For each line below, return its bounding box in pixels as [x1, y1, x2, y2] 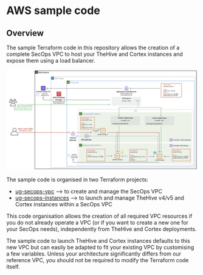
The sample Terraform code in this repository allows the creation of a [6, 44, 180, 51]
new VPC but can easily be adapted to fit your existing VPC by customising [6, 243, 194, 251]
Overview [6, 28, 44, 38]
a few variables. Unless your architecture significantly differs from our [6, 250, 181, 257]
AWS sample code [6, 4, 100, 18]
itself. [6, 263, 20, 270]
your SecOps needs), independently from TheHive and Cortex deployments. [6, 225, 197, 232]
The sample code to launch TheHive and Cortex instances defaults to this [6, 237, 190, 244]
